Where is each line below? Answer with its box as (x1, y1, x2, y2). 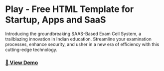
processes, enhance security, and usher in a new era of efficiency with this (5, 41, 160, 47)
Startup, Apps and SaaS (5, 14, 106, 25)
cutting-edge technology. (5, 46, 57, 52)
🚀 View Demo (5, 59, 38, 66)
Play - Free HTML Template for (5, 3, 134, 15)
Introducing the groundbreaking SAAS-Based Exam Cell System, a (5, 30, 141, 36)
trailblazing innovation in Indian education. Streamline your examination (5, 36, 152, 42)
